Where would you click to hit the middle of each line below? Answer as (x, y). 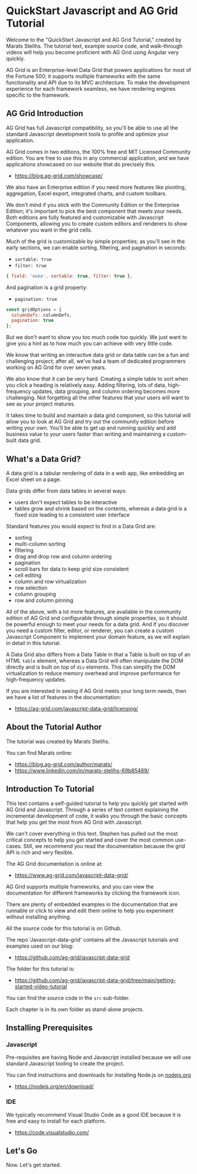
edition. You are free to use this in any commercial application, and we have (98, 158)
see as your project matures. (41, 404)
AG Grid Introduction (45, 114)
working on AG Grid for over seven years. (56, 367)
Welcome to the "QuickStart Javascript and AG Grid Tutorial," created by (94, 40)
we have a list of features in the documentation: (64, 697)
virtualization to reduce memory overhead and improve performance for (93, 673)
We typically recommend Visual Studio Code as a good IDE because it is (94, 1114)
